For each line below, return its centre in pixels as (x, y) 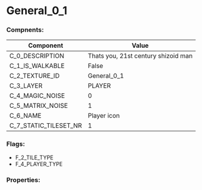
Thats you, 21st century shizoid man (140, 56)
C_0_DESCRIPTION (37, 56)
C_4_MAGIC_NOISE (37, 96)
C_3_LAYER (26, 86)
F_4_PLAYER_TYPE (39, 164)
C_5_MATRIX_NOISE (39, 106)
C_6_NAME (25, 116)
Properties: (23, 180)
